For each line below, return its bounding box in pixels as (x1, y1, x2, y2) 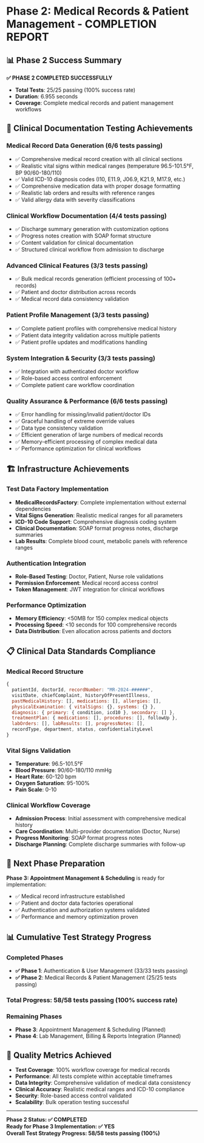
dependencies (15, 505, 52, 512)
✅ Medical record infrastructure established (15, 893, 126, 900)
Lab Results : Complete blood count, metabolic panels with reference (15, 537, 188, 544)
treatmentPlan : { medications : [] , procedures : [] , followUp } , (12, 715, 178, 721)
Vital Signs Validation (6, 746, 71, 755)
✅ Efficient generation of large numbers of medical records (15, 431, 163, 439)
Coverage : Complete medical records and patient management (15, 99, 174, 106)
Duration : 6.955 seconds (15, 93, 78, 100)
